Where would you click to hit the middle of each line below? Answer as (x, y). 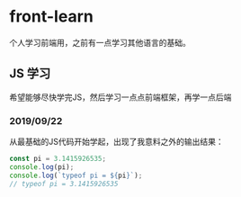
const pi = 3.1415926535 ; (58, 159)
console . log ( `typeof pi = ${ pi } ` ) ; (76, 175)
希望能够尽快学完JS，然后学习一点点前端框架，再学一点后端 (120, 97)
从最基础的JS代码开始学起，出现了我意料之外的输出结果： (116, 142)
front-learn (52, 17)
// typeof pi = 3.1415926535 (64, 184)
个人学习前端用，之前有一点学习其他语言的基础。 (100, 42)
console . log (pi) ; (42, 167)
